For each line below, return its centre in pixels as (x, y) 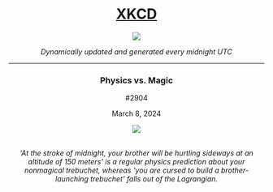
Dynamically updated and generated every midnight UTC (136, 51)
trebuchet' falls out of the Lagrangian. (154, 179)
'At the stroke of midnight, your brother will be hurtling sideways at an (136, 153)
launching (72, 179)
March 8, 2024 (136, 113)
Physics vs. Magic (136, 80)
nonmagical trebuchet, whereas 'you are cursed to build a (121, 170)
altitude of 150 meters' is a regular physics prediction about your (136, 162)
